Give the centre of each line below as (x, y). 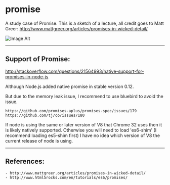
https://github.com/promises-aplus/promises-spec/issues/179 (71, 111)
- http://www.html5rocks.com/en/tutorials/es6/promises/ (67, 177)
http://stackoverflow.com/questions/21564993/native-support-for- (75, 71)
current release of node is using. (39, 141)
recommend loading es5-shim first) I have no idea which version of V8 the (83, 135)
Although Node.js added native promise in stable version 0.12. (70, 86)
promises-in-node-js (27, 76)
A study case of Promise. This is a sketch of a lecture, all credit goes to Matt (85, 23)
